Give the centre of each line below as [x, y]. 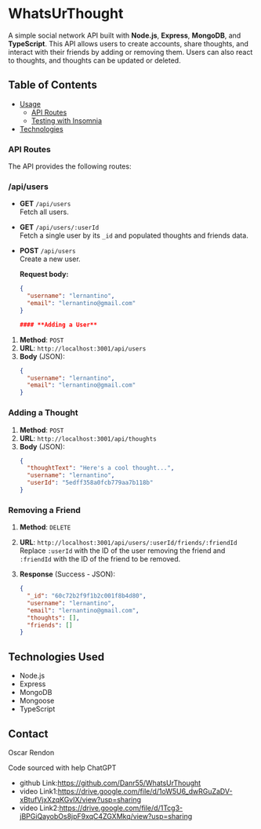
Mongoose [37, 701]
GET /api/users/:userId [59, 227]
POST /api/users [47, 251]
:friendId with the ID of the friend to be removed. [100, 559]
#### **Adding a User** [58, 325]
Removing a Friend [44, 510]
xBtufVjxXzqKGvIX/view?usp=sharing [80, 799]
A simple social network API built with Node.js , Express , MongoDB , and [125, 35]
